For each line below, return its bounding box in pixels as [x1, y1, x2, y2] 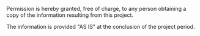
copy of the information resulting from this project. [6, 11, 133, 19]
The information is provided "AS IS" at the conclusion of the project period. [6, 23, 195, 30]
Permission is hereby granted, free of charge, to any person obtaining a [6, 5, 187, 12]
